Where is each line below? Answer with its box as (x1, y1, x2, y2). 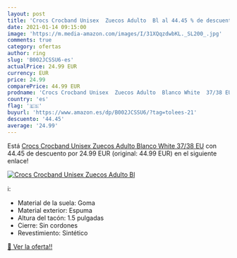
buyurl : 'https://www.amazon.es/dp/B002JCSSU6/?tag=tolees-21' (7, 109, 197, 116)
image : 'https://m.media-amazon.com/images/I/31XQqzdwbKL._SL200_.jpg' (7, 30, 222, 37)
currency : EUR (7, 69, 49, 76)
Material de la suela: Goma (17, 199, 95, 207)
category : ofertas (7, 43, 61, 50)
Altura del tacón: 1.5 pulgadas (17, 213, 104, 222)
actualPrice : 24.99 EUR (7, 63, 78, 70)
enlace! (7, 156, 29, 165)
